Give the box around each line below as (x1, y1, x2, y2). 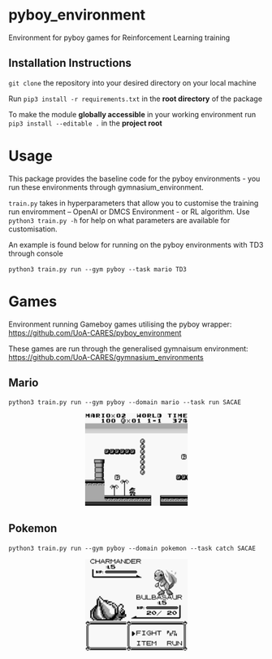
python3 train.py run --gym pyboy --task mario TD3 (8, 265, 187, 274)
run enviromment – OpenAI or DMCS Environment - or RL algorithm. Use (8, 206, 250, 217)
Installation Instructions (8, 56, 132, 70)
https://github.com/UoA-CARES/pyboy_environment (8, 327, 182, 337)
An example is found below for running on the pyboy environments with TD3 (8, 239, 264, 249)
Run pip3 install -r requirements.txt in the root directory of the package (8, 94, 262, 103)
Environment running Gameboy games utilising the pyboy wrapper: (8, 319, 232, 329)
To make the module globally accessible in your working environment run (8, 109, 257, 119)
